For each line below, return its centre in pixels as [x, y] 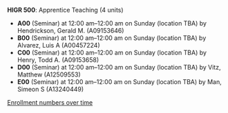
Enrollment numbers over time [50, 102]
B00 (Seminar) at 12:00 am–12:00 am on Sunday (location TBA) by [112, 38]
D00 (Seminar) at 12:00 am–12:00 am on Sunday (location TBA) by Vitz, [119, 67]
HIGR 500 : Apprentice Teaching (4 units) [65, 10]
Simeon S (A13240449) [50, 89]
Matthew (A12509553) [49, 74]
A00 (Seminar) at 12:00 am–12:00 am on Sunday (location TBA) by [112, 23]
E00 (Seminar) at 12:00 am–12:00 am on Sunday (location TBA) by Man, [120, 82]
